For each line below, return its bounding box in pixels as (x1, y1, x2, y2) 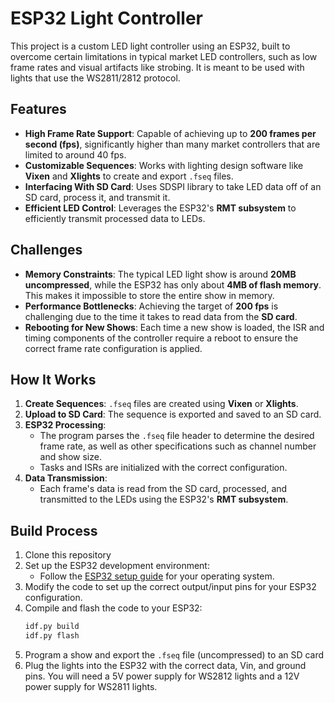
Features (10, 101, 67, 118)
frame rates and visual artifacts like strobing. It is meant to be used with (10, 61, 305, 73)
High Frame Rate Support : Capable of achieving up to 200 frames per (24, 127, 317, 139)
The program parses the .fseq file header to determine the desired (39, 430, 315, 442)
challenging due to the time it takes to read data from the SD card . (24, 310, 298, 322)
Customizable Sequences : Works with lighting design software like (24, 159, 304, 171)
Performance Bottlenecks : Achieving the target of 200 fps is (24, 300, 279, 312)
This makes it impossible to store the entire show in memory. (24, 289, 275, 301)
